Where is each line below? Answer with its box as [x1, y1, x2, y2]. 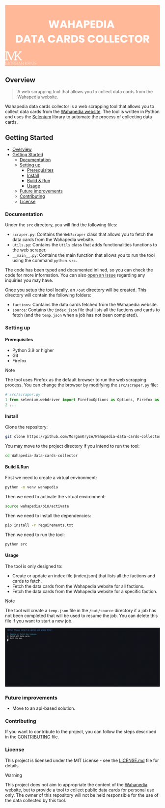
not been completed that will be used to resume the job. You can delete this [5, 613, 158, 619]
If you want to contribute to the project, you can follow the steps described [5, 729, 157, 735]
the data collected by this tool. [5, 797, 66, 803]
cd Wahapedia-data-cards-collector [5, 453, 78, 458]
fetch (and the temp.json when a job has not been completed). [12, 312, 138, 318]
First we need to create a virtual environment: [5, 475, 97, 481]
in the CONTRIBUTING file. [5, 734, 59, 740]
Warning [5, 772, 22, 778]
